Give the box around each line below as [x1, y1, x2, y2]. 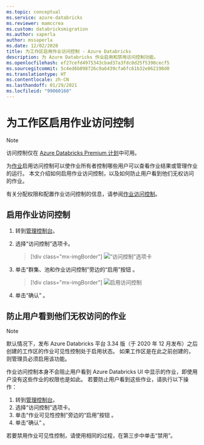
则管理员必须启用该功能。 [6, 355, 70, 362]
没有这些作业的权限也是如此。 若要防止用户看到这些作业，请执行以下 [11, 376, 183, 383]
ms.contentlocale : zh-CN [6, 77, 69, 83]
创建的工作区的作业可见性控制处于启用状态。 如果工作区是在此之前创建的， [6, 348, 194, 355]
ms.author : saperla [6, 32, 56, 38]
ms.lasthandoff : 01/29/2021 [6, 83, 78, 89]
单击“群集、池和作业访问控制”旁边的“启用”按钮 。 [15, 266, 138, 273]
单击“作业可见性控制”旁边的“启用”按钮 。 [15, 412, 117, 419]
